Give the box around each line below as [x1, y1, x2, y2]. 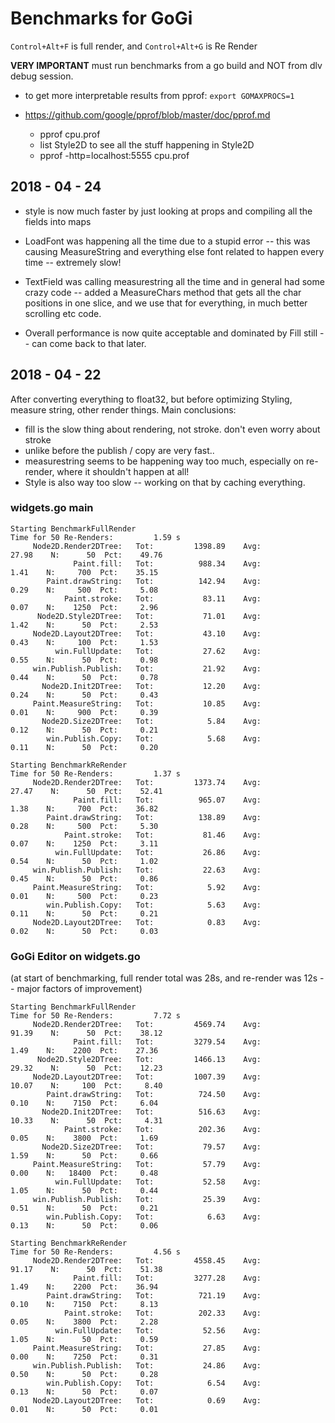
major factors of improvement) [16, 983, 143, 995]
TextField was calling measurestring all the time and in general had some [24, 275, 325, 287]
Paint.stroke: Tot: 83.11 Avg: [63, 593, 262, 604]
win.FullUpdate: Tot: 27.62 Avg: [54, 646, 262, 656]
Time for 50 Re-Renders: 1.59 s [10, 532, 182, 542]
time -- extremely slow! [24, 256, 122, 268]
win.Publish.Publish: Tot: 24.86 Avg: [32, 1361, 262, 1371]
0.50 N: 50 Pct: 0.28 [10, 1370, 159, 1380]
